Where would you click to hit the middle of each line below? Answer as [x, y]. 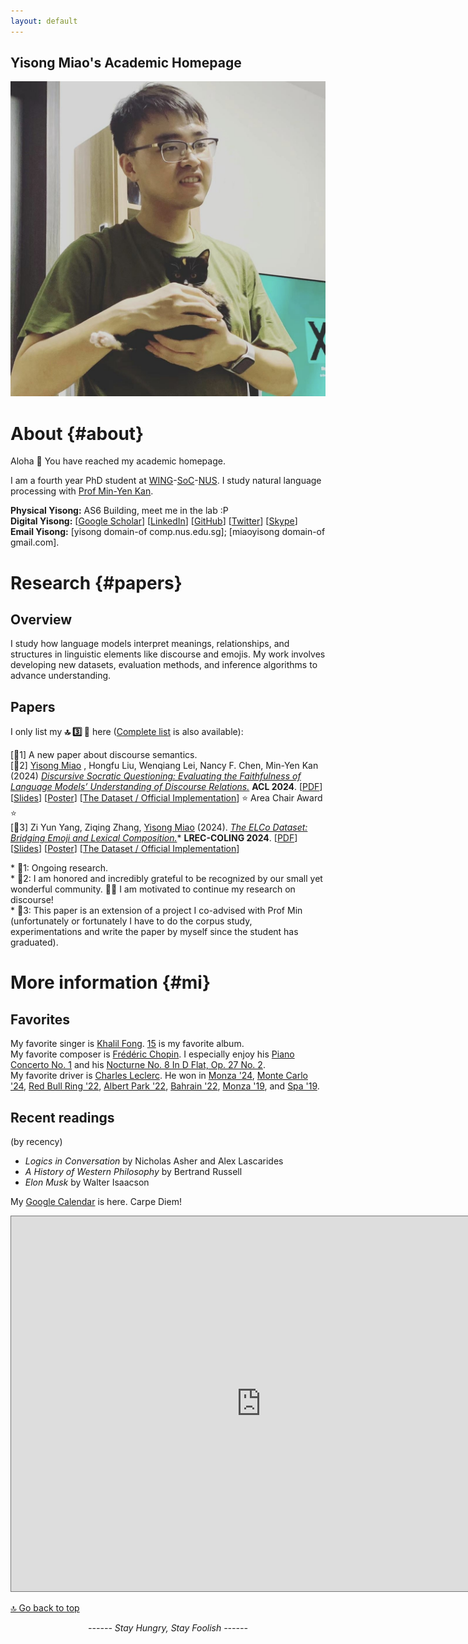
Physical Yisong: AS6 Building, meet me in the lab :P [119, 511]
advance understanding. [61, 676]
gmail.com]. [35, 542]
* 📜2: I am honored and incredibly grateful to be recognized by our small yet [166, 879]
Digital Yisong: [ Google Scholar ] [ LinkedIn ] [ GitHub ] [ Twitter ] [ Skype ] [154, 521]
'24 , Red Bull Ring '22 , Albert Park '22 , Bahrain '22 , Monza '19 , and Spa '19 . [165, 1086]
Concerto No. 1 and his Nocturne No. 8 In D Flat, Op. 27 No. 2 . [138, 1065]
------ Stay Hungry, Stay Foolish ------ [168, 1628]
